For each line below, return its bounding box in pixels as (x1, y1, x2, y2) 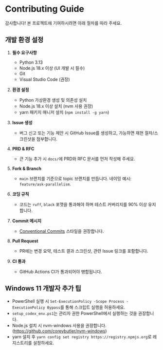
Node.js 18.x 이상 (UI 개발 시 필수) (19, 65, 85, 71)
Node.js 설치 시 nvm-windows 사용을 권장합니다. (12, 322, 107, 328)
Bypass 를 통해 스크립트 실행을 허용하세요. (47, 304, 126, 310)
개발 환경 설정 (5, 36, 44, 44)
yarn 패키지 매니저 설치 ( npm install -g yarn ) (19, 109, 109, 115)
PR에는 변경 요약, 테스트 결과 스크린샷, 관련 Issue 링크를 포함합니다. (19, 248, 148, 254)
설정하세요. (33, 340, 54, 346)
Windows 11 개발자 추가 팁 (5, 284, 81, 293)
